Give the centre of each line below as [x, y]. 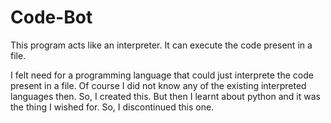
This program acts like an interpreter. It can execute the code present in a [161, 45]
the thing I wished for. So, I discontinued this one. [112, 107]
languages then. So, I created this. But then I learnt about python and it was [165, 96]
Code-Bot [51, 17]
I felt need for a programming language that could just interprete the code [162, 75]
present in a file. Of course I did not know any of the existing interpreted [158, 85]
